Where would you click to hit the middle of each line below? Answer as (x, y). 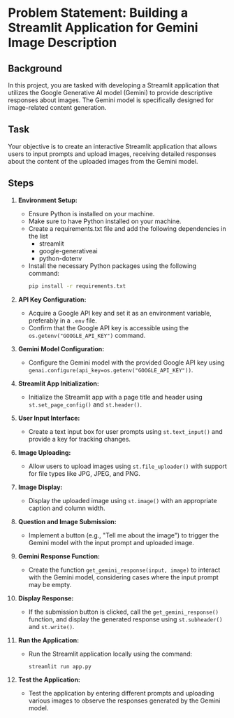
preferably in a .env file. (63, 321)
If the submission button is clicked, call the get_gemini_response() (124, 612)
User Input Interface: (49, 418)
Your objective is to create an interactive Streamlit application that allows (112, 146)
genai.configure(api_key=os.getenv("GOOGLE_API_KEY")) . (111, 369)
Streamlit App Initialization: (59, 383)
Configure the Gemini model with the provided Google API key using (127, 362)
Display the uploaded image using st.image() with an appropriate (123, 500)
